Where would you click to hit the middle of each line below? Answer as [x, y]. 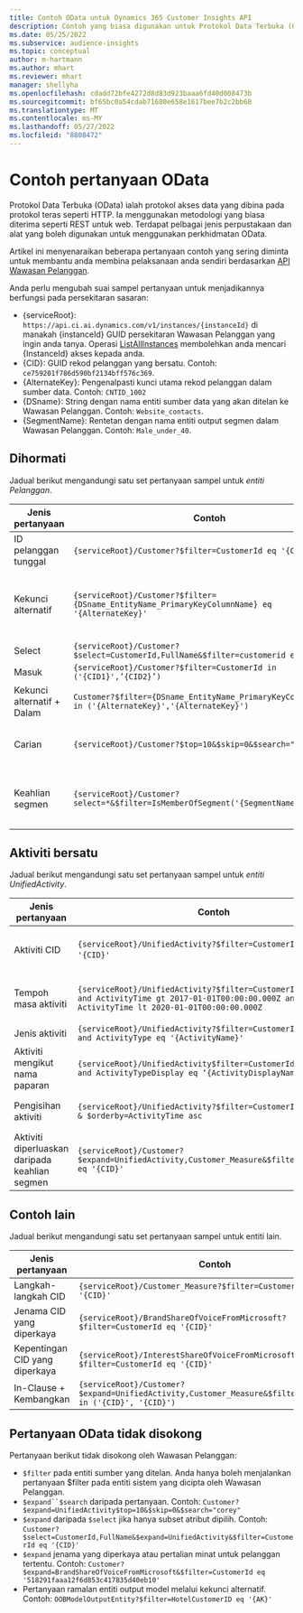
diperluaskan [41, 1149]
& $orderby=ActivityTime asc [140, 1116]
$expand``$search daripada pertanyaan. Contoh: [111, 1502]
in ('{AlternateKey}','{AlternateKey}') [161, 706]
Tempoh [32, 993]
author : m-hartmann [46, 60]
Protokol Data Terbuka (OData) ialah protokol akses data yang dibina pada [147, 205]
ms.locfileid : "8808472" [56, 135]
